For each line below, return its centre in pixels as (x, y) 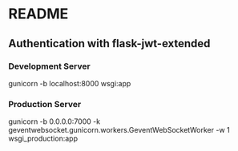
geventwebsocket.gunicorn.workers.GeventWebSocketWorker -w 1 (119, 130)
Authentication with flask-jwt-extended (109, 44)
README (38, 14)
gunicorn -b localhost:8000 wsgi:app (70, 83)
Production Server (45, 104)
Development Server (49, 66)
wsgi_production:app (43, 139)
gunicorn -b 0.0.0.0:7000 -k (54, 121)
